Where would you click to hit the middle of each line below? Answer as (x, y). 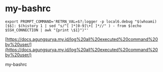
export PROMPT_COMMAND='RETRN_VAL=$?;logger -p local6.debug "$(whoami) (81, 22)
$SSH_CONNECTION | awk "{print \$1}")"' (47, 30)
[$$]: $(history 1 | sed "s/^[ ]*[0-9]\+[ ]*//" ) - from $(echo (73, 26)
